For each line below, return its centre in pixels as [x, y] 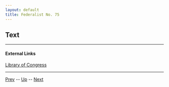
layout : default [22, 10]
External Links [21, 53]
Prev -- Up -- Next [24, 79]
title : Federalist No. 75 [32, 15]
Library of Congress [26, 65]
